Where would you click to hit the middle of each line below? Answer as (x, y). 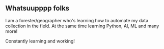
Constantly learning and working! (40, 41)
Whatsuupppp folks (37, 8)
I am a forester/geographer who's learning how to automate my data (77, 20)
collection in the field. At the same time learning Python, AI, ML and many (82, 26)
